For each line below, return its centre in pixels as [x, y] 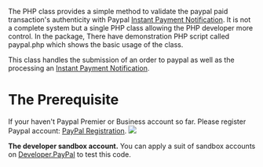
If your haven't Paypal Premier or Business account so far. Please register [127, 122]
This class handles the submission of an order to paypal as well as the [121, 60]
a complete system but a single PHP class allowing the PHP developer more [131, 28]
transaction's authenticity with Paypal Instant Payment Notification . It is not [130, 20]
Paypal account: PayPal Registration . [68, 131]
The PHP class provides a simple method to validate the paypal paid [118, 11]
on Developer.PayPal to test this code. [70, 154]
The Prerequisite [64, 100]
